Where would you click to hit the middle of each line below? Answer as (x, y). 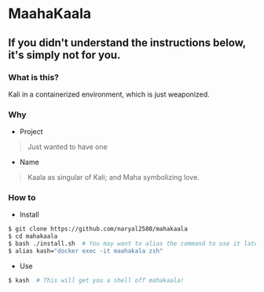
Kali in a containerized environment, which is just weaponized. (109, 94)
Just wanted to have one (67, 147)
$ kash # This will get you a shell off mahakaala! (96, 280)
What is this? (33, 77)
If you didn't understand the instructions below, (127, 43)
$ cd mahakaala (33, 236)
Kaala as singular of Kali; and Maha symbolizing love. (114, 177)
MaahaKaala (50, 14)
